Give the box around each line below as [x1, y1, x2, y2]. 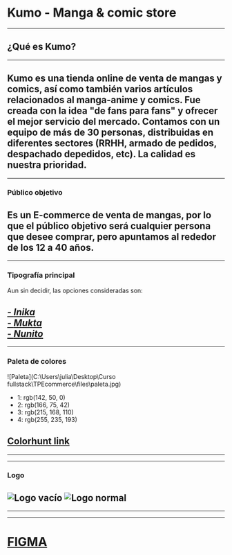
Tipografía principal [7, 270, 75, 280]
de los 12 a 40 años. [7, 241, 95, 254]
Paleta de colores [7, 357, 67, 367]
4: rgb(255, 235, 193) [17, 415, 78, 423]
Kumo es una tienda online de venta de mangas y [7, 73, 222, 85]
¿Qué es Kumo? [7, 41, 77, 53]
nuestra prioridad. [7, 159, 88, 171]
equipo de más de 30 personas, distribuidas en [7, 127, 214, 139]
